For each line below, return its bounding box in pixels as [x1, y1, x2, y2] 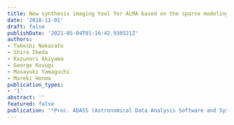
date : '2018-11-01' [7, 17, 64, 24]
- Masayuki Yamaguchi [7, 68, 70, 75]
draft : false [7, 23, 45, 30]
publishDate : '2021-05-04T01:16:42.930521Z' [7, 29, 139, 37]
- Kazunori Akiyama [7, 56, 64, 62]
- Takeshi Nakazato [7, 42, 64, 49]
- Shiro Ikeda [7, 49, 49, 56]
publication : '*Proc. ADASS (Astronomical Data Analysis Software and [7, 107, 217, 114]
